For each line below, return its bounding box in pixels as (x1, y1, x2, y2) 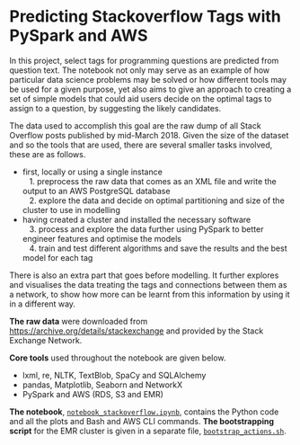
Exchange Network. (9, 334, 83, 345)
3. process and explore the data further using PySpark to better (29, 223, 264, 235)
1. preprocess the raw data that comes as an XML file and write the (29, 175, 277, 186)
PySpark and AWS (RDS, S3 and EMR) (22, 388, 164, 399)
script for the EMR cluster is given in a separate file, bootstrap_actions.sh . (9, 425, 287, 436)
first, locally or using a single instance (22, 166, 163, 177)
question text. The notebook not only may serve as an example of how (9, 65, 270, 76)
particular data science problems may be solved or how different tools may (9, 74, 287, 85)
